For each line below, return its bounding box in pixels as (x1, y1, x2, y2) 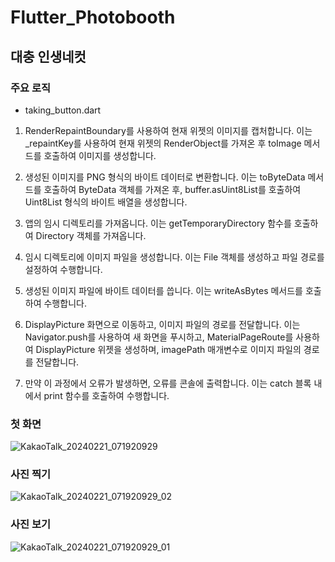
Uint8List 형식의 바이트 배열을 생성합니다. (24, 196, 188, 208)
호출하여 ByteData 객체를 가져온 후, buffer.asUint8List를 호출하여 (43, 183, 302, 195)
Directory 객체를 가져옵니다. (35, 229, 147, 241)
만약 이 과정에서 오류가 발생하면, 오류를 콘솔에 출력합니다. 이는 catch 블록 (24, 377, 312, 389)
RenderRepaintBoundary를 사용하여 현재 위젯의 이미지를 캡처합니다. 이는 (24, 124, 313, 136)
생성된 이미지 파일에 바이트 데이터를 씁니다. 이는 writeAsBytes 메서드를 (24, 284, 303, 296)
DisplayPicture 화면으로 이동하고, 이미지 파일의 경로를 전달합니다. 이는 (24, 318, 301, 330)
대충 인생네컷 (10, 48, 87, 65)
